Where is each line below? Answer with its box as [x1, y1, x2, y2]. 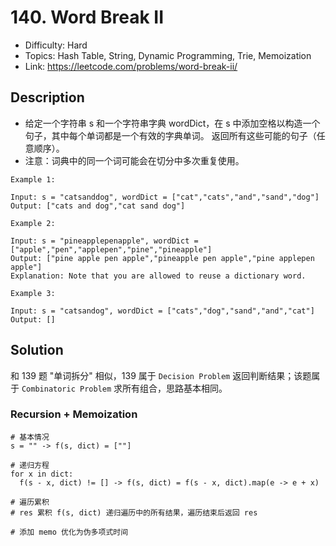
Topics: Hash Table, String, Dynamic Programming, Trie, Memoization [24, 49, 312, 61]
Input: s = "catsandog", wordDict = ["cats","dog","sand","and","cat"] [10, 306, 315, 316]
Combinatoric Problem [21, 384, 112, 394]
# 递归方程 [10, 460, 50, 470]
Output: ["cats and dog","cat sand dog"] [10, 201, 186, 211]
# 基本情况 [10, 432, 50, 442]
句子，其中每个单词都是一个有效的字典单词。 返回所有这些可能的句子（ [24, 129, 317, 141]
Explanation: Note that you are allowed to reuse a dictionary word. [10, 271, 307, 281]
